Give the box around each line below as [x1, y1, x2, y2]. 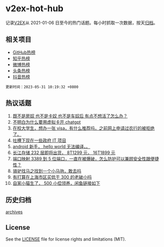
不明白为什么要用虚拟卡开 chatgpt [12, 119, 81, 125]
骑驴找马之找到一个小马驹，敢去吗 [12, 168, 82, 174]
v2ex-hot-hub [5, 3, 64, 14]
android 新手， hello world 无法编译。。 [12, 143, 91, 149]
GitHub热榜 [12, 49, 36, 55]
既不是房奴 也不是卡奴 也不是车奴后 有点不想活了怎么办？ [12, 113, 128, 119]
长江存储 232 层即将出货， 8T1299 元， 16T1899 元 [12, 150, 116, 156]
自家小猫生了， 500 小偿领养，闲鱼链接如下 [12, 180, 101, 186]
